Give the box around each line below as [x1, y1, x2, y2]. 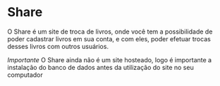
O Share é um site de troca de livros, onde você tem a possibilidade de [7, 27, 213, 36]
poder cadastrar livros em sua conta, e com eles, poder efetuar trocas [7, 34, 212, 43]
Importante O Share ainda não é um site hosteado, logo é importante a [7, 55, 212, 64]
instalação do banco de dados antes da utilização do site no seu [7, 63, 194, 71]
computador [7, 71, 44, 79]
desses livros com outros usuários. [7, 42, 109, 50]
